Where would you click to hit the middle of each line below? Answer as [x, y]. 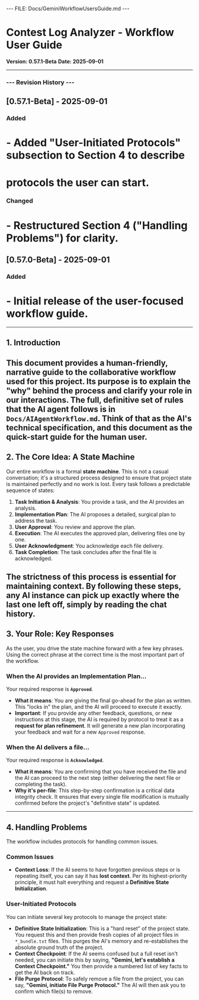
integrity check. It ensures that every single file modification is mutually [102, 797]
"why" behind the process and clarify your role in [99, 390]
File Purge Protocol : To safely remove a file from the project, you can [99, 979]
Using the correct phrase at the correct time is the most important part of [95, 654]
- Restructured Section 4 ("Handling [97, 225]
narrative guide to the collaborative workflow [91, 372]
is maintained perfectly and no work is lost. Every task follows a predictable [98, 484]
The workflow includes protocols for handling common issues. [82, 842]
